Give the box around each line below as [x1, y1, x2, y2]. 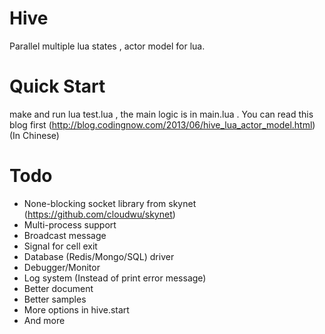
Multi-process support [23, 218, 117, 231]
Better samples [23, 293, 87, 305]
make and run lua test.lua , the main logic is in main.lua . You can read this [9, 108, 314, 120]
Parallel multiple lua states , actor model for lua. [9, 40, 206, 52]
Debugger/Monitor [23, 261, 101, 273]
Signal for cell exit [23, 240, 98, 252]
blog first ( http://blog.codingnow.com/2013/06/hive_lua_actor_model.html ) [9, 118, 316, 131]
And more [23, 314, 66, 326]
